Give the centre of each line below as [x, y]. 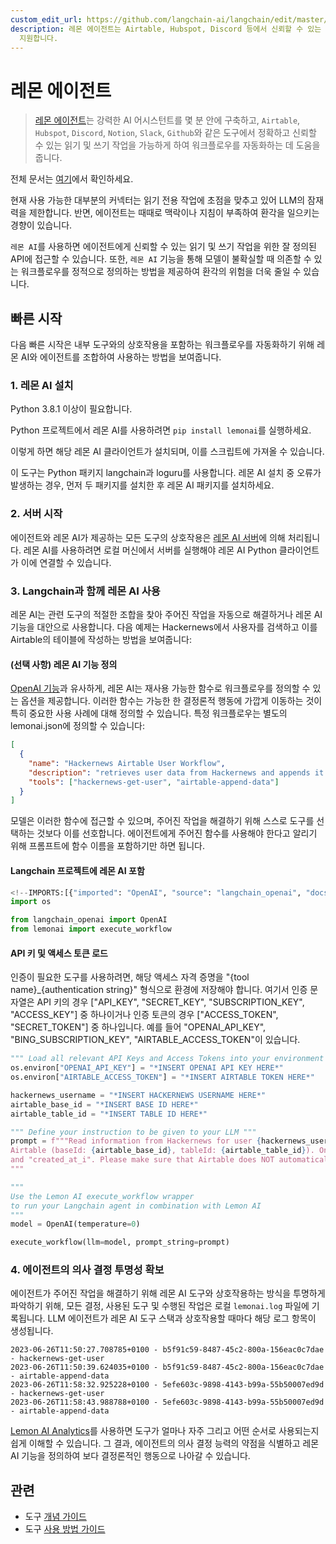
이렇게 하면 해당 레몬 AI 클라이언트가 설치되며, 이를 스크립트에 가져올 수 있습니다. [167, 452]
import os [31, 902]
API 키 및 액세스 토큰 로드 [59, 953]
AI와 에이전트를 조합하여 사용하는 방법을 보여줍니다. [121, 357]
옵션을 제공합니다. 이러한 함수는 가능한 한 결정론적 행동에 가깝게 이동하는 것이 [171, 701]
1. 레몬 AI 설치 [42, 386]
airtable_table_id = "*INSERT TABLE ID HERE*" [109, 1114]
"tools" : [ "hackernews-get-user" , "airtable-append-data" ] [154, 782]
